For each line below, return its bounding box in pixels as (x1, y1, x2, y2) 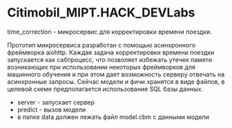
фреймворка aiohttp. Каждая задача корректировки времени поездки (7, 48, 215, 56)
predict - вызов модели (17, 105, 86, 114)
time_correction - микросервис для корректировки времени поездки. (7, 28, 213, 36)
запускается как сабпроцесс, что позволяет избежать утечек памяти (7, 55, 213, 63)
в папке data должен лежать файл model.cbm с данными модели (17, 112, 209, 121)
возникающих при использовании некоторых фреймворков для (7, 63, 195, 71)
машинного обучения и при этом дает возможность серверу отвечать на (7, 70, 225, 78)
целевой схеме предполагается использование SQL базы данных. (7, 85, 204, 93)
